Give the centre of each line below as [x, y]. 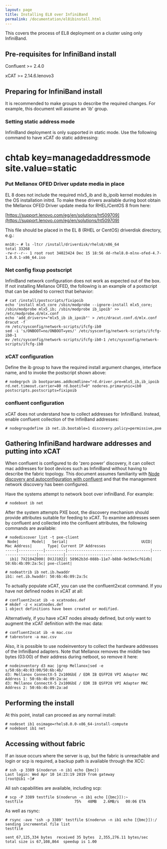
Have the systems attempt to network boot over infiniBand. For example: [80, 494]
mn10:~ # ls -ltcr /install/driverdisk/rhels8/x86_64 [62, 244]
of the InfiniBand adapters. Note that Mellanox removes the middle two [78, 652]
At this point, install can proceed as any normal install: [61, 715]
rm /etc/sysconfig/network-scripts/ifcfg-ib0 [53, 327]
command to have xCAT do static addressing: [52, 138]
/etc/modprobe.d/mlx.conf [32, 314]
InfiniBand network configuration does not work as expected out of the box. [83, 281]
